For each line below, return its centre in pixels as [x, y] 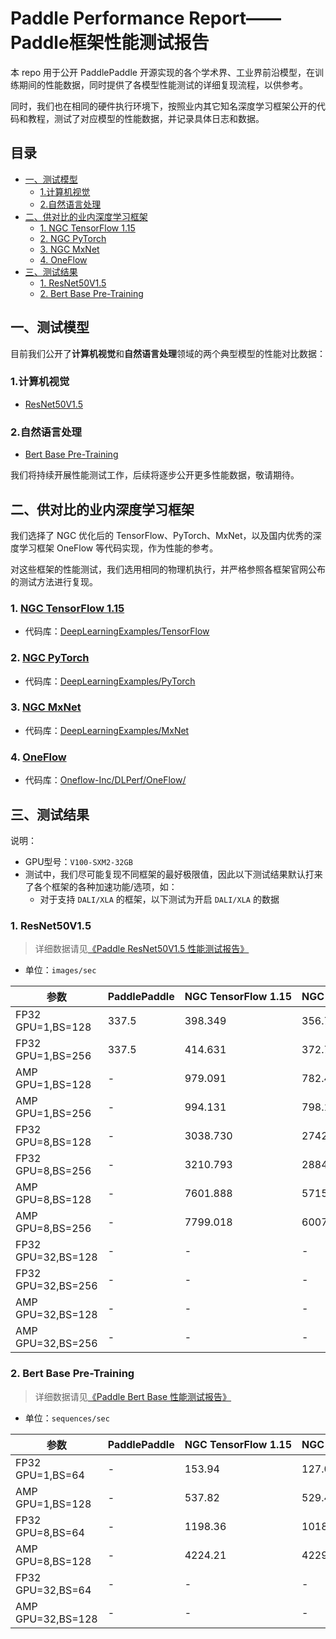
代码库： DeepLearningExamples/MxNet [107, 730]
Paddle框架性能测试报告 [110, 43]
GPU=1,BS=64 [50, 1475]
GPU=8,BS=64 [50, 1532]
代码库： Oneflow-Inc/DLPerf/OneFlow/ [105, 780]
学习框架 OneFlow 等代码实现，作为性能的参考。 [118, 548]
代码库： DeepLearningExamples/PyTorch [110, 681]
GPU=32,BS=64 [53, 1590]
